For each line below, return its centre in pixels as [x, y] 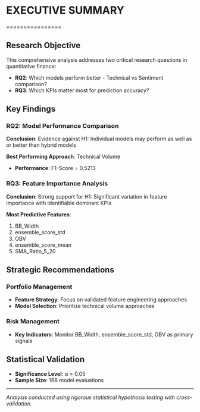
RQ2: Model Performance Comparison [62, 126]
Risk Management [33, 322]
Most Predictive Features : [39, 214]
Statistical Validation [46, 359]
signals [24, 341]
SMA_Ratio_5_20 [35, 251]
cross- [184, 397]
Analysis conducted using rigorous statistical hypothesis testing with [91, 397]
